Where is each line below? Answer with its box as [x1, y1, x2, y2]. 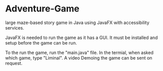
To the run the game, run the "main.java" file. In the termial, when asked [5, 49, 154, 55]
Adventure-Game [5, 3, 80, 14]
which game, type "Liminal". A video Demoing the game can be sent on [5, 54, 152, 60]
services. [5, 24, 24, 30]
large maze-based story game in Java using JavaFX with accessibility [5, 19, 149, 25]
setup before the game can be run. [5, 39, 77, 45]
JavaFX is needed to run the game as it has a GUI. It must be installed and [5, 34, 158, 40]
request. [5, 60, 23, 66]
